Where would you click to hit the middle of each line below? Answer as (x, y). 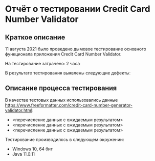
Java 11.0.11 (23, 154)
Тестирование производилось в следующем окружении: (65, 139)
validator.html (19, 110)
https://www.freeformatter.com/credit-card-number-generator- (69, 105)
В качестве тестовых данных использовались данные (62, 100)
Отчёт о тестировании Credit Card (78, 9)
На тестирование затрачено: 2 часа (43, 63)
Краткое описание (35, 37)
